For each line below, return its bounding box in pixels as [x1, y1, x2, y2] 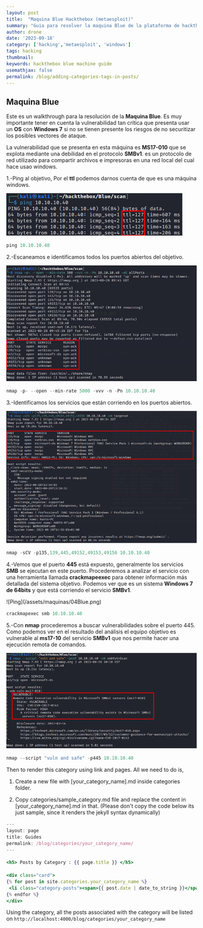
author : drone [6, 29, 42, 35]
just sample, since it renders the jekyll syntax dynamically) [14, 809, 161, 816]
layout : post [6, 10, 39, 16]
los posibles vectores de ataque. [6, 132, 88, 139]
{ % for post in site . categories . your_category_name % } [6, 878, 147, 884]
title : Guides [6, 834, 42, 840]
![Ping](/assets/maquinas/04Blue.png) [6, 598, 101, 605]
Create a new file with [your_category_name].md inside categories [14, 778, 180, 785]
